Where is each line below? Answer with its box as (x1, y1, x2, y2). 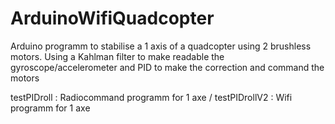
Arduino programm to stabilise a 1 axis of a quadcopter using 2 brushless (10, 40, 312, 52)
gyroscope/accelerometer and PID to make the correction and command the (10, 61, 325, 73)
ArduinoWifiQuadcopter (10, 7, 215, 30)
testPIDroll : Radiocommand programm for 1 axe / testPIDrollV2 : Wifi (10, 91, 293, 103)
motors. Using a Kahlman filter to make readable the (10, 50, 225, 62)
